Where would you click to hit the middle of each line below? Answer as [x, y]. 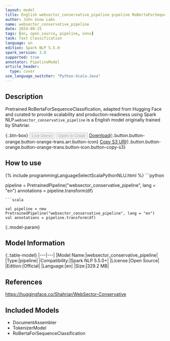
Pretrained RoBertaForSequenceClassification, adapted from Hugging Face [83, 109]
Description [24, 97]
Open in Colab [72, 135]
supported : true [22, 57]
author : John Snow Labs [30, 19]
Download [99, 135]
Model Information [35, 243]
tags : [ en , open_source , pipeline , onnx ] [50, 34]
